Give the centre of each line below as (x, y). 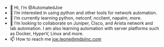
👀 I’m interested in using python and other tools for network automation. (83, 13)
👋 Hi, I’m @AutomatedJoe (36, 8)
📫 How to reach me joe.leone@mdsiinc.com (56, 39)
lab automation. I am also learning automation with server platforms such (84, 28)
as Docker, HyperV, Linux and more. (46, 34)
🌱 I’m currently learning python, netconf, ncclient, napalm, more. (76, 18)
